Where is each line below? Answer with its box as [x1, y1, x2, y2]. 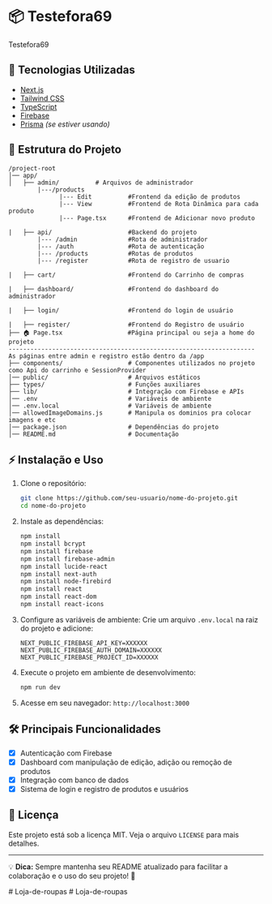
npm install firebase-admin [19, 554, 115, 563]
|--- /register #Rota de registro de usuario [37, 256, 230, 265]
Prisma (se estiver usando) [19, 119, 111, 129]
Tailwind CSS [19, 93, 65, 103]
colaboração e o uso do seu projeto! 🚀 [8, 871, 136, 880]
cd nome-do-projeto [19, 502, 87, 510]
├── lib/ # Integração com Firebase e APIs [8, 387, 244, 395]
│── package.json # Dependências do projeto [8, 423, 219, 431]
